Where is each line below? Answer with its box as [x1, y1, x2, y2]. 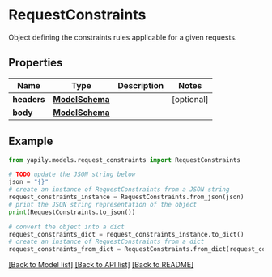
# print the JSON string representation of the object [8, 200, 198, 208]
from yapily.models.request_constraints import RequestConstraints [8, 156, 241, 164]
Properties [8, 56, 63, 70]
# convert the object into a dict [8, 223, 125, 231]
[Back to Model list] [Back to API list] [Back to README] [8, 260, 194, 270]
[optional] [171, 93, 209, 104]
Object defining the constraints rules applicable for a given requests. [8, 32, 237, 42]
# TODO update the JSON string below [8, 170, 136, 179]
